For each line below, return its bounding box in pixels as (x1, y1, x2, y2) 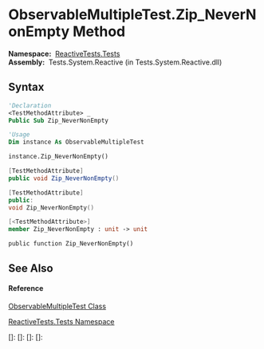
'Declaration (8, 101, 52, 109)
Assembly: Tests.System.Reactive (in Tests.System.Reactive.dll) (8, 57, 223, 67)
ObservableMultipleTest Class (8, 301, 106, 311)
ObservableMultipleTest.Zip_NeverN (8, 6, 257, 24)
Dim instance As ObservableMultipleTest (8, 138, 145, 147)
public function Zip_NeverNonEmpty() (8, 240, 134, 248)
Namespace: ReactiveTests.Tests (8, 49, 120, 58)
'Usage (8, 131, 30, 139)
